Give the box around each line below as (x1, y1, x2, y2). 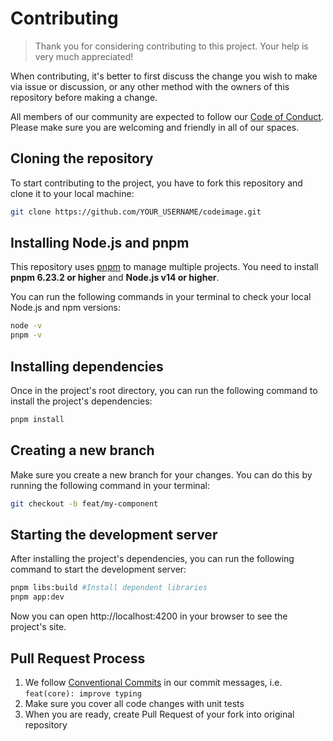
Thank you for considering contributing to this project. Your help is (34, 40, 309, 52)
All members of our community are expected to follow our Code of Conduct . (10, 110, 324, 122)
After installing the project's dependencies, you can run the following (10, 553, 295, 565)
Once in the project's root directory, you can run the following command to (10, 385, 318, 396)
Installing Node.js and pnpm (10, 235, 190, 252)
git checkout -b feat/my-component (10, 498, 159, 509)
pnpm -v (10, 330, 43, 341)
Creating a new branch (10, 442, 155, 459)
